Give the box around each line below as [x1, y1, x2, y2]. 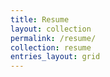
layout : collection [10, 24, 92, 34]
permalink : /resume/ [10, 33, 97, 43]
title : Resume [10, 14, 70, 25]
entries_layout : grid [10, 52, 101, 62]
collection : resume [10, 42, 92, 53]
